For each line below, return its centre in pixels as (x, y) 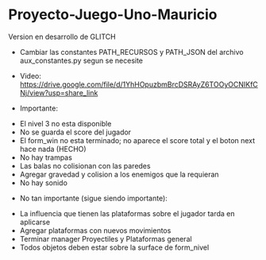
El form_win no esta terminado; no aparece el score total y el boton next (137, 140)
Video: (31, 76)
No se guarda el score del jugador (75, 132)
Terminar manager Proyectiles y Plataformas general (106, 239)
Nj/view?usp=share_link (59, 92)
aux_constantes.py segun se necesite (81, 60)
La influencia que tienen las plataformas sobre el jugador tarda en (127, 213)
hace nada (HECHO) (53, 149)
